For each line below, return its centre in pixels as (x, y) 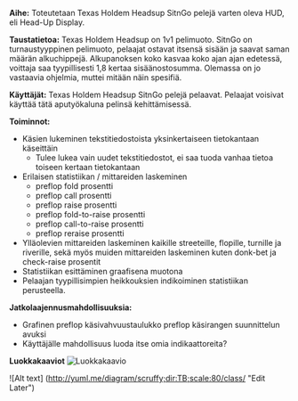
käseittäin (40, 148)
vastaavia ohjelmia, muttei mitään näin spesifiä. (96, 78)
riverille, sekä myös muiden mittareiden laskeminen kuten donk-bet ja (149, 252)
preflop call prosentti (73, 196)
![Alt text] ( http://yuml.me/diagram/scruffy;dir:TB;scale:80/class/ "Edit (137, 378)
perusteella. (44, 290)
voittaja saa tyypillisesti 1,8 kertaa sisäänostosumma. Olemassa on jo (135, 68)
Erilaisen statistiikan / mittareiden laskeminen (105, 176)
